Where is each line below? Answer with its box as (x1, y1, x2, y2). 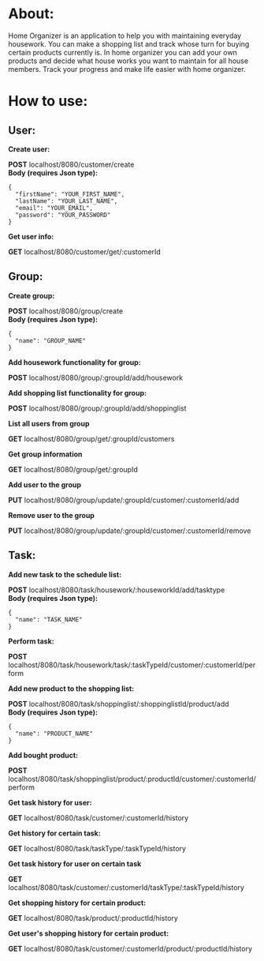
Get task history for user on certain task (8, 858, 142, 869)
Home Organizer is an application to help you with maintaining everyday (8, 31, 242, 40)
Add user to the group (8, 479, 81, 490)
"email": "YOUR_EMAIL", (15, 204, 93, 212)
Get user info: (8, 231, 54, 241)
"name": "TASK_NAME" (15, 615, 83, 624)
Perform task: (8, 636, 54, 646)
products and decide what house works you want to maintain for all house (8, 56, 249, 66)
